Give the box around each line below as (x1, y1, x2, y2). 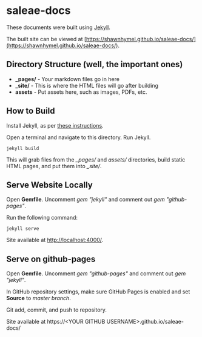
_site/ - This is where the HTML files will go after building (15, 82, 159, 89)
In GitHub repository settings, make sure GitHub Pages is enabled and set (6, 288, 190, 295)
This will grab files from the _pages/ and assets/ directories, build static (6, 155, 186, 163)
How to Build (6, 106, 56, 116)
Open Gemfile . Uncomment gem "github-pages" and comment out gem (6, 270, 186, 277)
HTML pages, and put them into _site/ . (6, 162, 102, 169)
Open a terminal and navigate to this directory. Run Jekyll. (6, 134, 151, 141)
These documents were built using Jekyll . (6, 24, 110, 31)
